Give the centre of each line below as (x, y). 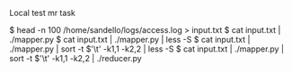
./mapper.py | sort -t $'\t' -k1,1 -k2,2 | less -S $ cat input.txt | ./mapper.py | (147, 49)
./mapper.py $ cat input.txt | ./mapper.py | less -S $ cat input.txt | (130, 40)
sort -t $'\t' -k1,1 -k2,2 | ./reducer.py (75, 58)
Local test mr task (43, 13)
